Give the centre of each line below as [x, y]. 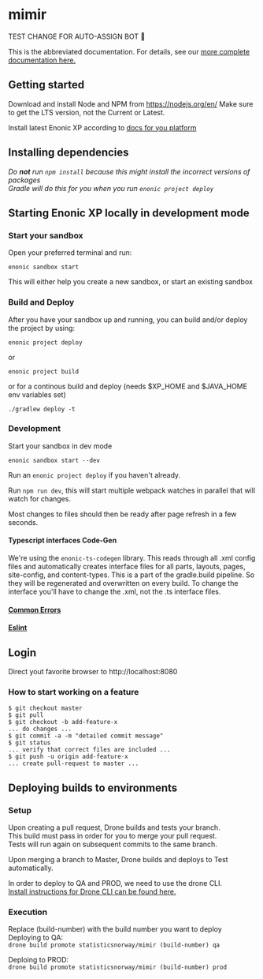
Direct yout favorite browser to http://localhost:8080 [93, 672]
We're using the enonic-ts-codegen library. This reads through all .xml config [132, 558]
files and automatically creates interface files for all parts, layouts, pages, [127, 567]
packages [24, 180]
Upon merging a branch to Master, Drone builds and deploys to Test [118, 860]
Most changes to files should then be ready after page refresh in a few [122, 514]
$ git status [30, 743]
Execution [28, 912]
